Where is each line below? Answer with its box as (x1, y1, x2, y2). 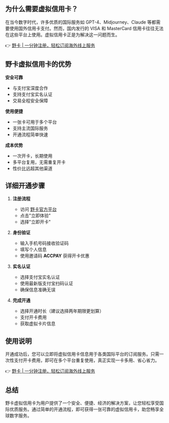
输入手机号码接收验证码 (20, 240, 69, 246)
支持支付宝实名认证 (12, 91, 53, 97)
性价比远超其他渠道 (12, 165, 53, 171)
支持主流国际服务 (12, 125, 48, 131)
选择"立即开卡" (20, 219, 51, 225)
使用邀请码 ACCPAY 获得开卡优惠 (20, 253, 90, 259)
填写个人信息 (20, 247, 47, 253)
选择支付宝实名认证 (20, 274, 60, 280)
